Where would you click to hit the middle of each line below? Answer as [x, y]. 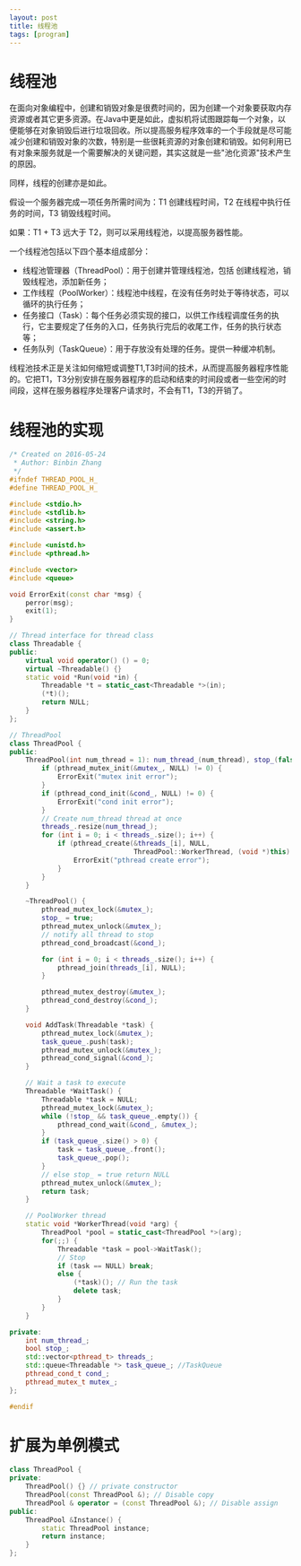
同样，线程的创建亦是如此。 [60, 183]
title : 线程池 [34, 26]
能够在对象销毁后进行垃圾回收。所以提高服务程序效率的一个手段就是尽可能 [154, 130]
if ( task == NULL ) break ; [105, 1266]
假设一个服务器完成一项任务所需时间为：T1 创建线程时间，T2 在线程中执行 [146, 202]
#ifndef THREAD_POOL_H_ [54, 479]
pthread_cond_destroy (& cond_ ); [100, 1001]
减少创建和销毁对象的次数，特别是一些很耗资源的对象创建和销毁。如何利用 [146, 142]
